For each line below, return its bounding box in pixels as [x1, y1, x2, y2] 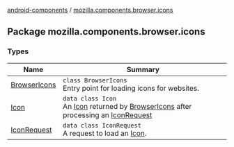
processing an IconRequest [62, 110, 153, 120]
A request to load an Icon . [62, 128, 147, 138]
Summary [126, 64, 160, 74]
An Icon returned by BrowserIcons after [62, 101, 192, 111]
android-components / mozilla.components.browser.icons [7, 6, 173, 14]
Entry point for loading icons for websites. [62, 83, 200, 93]
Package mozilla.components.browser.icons [7, 26, 205, 37]
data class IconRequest [62, 121, 141, 129]
